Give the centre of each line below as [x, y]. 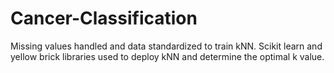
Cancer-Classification [104, 18]
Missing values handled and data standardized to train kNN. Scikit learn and [166, 46]
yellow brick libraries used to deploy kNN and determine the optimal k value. [167, 56]
